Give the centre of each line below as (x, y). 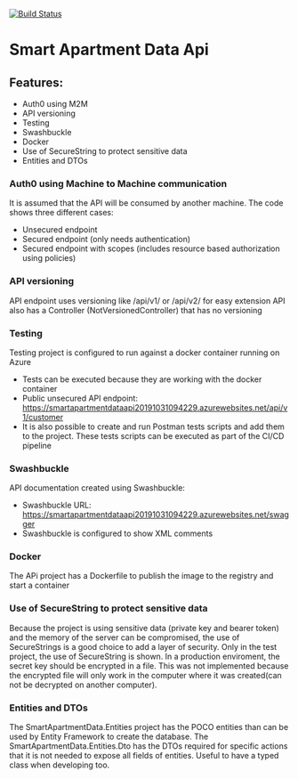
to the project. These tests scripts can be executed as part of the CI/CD (153, 435)
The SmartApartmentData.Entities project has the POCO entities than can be (149, 727)
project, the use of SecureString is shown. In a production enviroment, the (145, 656)
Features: (36, 82)
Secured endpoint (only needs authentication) (106, 239)
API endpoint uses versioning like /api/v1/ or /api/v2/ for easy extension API (147, 300)
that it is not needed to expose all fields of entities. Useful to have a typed (144, 756)
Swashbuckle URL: (56, 505)
